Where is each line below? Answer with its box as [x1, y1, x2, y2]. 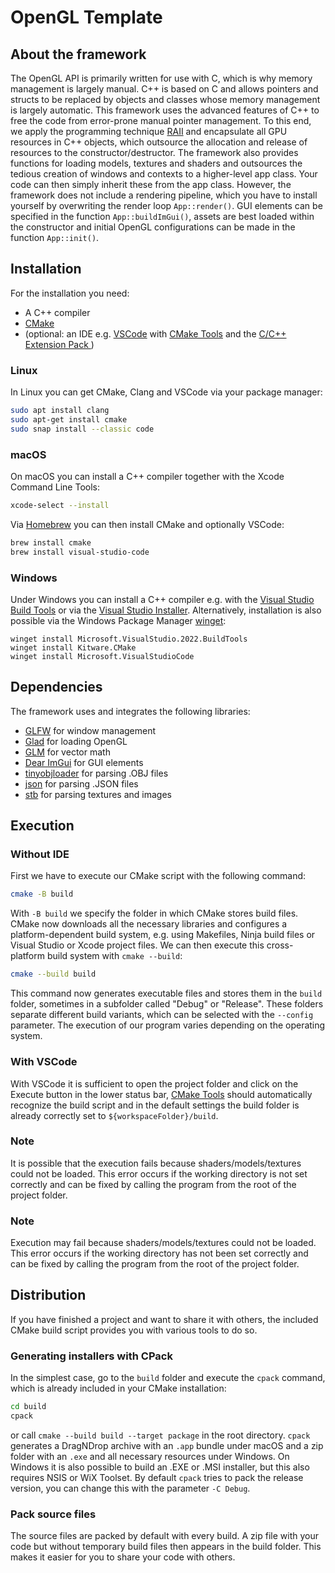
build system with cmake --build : [46, 950, 183, 962]
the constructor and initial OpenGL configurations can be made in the [10, 221, 296, 233]
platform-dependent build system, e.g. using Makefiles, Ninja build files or [10, 929, 316, 941]
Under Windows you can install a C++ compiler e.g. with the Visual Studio [10, 593, 315, 605]
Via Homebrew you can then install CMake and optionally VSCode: [10, 518, 285, 530]
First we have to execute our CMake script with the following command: [10, 870, 307, 882]
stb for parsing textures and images [24, 788, 172, 800]
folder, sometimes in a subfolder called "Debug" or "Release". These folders [10, 998, 324, 1010]
